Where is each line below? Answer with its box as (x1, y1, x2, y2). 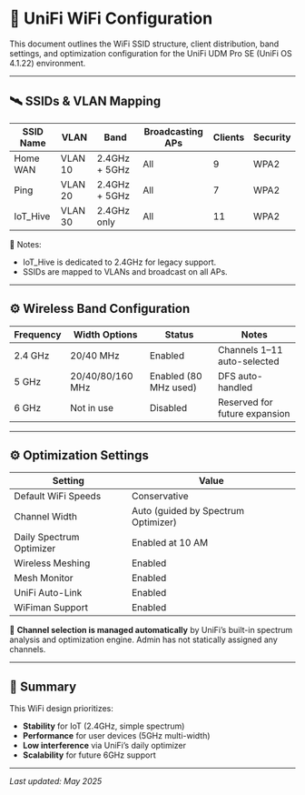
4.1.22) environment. (9, 57, 86, 68)
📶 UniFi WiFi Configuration (9, 8, 213, 29)
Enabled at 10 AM (131, 537, 209, 549)
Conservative (131, 490, 189, 503)
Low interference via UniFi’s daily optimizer (22, 740, 187, 751)
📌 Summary (9, 679, 77, 694)
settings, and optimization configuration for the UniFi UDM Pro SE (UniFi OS (9, 47, 292, 58)
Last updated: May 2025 (9, 776, 103, 787)
